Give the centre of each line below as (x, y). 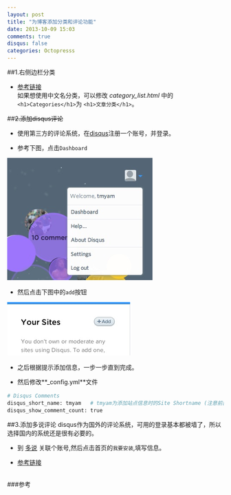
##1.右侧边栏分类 (31, 72)
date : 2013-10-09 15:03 (41, 29)
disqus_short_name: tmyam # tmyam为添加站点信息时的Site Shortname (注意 (112, 403)
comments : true (29, 36)
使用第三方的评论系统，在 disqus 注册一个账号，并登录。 (96, 133)
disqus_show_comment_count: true (55, 410)
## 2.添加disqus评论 (35, 118)
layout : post (26, 14)
